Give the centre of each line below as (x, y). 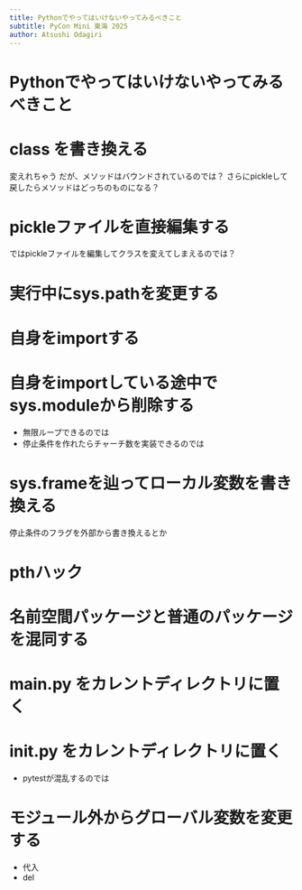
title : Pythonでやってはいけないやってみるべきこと (96, 18)
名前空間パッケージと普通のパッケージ (151, 617)
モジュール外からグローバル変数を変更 (151, 818)
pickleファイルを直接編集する (119, 227)
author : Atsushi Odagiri (56, 34)
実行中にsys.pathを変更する (114, 293)
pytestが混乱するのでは (66, 778)
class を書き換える (79, 149)
